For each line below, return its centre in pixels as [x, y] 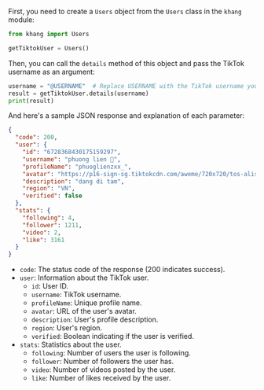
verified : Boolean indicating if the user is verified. [113, 337]
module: [22, 20]
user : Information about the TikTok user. [84, 278]
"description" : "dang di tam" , [73, 181]
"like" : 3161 [44, 240]
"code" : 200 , [37, 138]
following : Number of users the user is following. [111, 353]
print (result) [31, 101]
